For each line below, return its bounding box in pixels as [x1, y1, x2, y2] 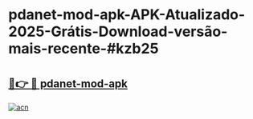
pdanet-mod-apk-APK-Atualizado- [8, 6, 246, 24]
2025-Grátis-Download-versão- [8, 22, 228, 41]
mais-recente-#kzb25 [8, 40, 159, 58]
